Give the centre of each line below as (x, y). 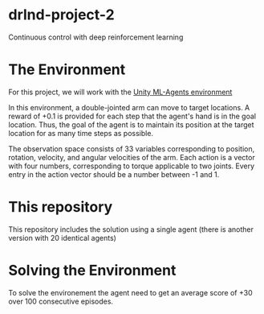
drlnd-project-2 (61, 15)
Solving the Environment (92, 271)
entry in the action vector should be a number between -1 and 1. (114, 174)
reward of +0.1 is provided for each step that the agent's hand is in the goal (132, 116)
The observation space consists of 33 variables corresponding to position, (132, 149)
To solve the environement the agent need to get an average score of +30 (130, 292)
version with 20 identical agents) (62, 238)
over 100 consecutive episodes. (61, 301)
